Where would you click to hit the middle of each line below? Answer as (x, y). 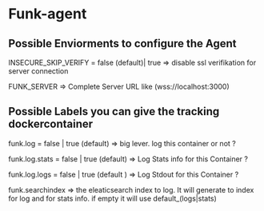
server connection (38, 71)
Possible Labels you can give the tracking (114, 111)
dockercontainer (51, 124)
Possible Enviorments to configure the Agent (123, 44)
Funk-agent (48, 14)
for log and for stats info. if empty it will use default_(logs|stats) (113, 198)
